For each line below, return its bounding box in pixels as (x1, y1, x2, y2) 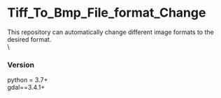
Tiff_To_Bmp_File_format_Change (7, 5, 206, 21)
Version (7, 60, 35, 70)
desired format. (7, 35, 52, 43)
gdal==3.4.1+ (7, 83, 45, 92)
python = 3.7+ (7, 76, 48, 84)
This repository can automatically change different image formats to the (7, 28, 215, 36)
